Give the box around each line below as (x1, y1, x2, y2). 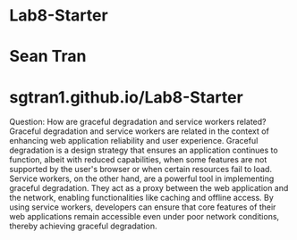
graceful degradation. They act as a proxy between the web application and (9, 183, 289, 194)
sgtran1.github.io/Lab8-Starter (9, 87, 243, 107)
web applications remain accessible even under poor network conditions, (9, 211, 280, 222)
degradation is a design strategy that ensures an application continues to (9, 145, 279, 156)
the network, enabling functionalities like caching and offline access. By (9, 193, 275, 203)
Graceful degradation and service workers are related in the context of (9, 126, 270, 137)
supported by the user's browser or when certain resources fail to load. (9, 164, 273, 175)
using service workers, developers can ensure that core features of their (9, 202, 276, 212)
